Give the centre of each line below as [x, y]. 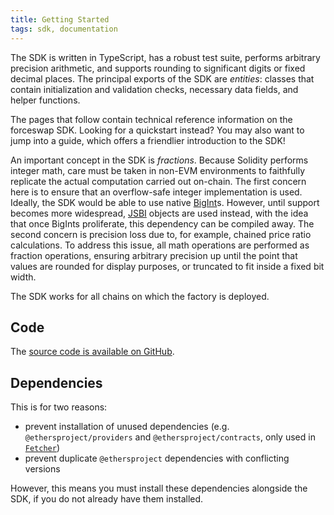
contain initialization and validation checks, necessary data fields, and [154, 89]
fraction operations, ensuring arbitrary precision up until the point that [154, 255]
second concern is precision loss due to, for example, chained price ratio [161, 234]
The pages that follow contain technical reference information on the [151, 119]
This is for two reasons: [59, 407]
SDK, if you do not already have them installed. [107, 499]
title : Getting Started [60, 19]
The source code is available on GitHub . [92, 352]
